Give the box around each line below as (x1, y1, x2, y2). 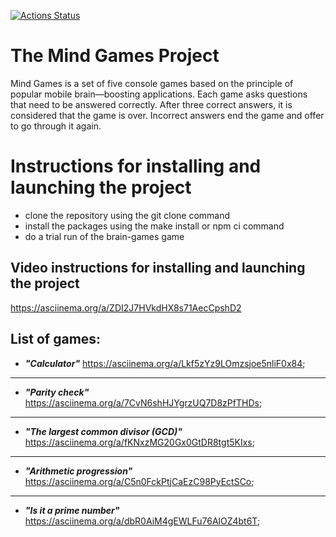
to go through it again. (10, 120, 102, 132)
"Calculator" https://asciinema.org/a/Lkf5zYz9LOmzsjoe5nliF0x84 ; (24, 357, 306, 369)
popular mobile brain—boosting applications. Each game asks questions (10, 88, 308, 100)
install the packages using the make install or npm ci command (24, 220, 285, 232)
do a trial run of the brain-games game (24, 230, 185, 242)
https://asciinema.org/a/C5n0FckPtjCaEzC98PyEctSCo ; (24, 475, 255, 487)
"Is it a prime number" (24, 504, 120, 516)
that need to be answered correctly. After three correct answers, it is (10, 98, 293, 110)
